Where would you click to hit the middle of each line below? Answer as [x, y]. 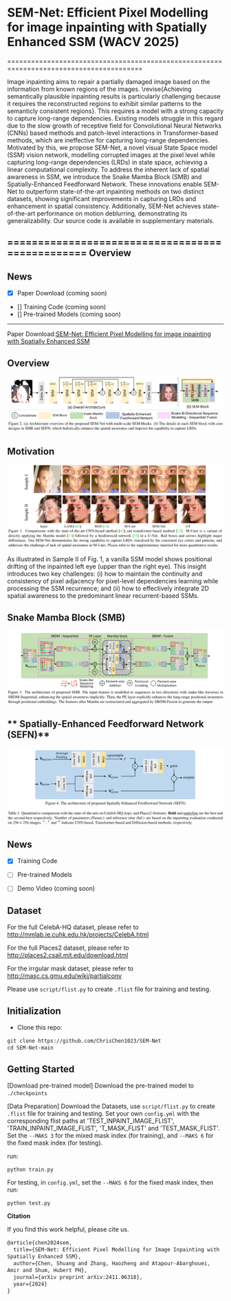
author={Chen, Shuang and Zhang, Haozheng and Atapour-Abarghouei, [112, 1263]
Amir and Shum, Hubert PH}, [47, 1270]
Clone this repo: [40, 1028]
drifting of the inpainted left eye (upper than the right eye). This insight [107, 567]
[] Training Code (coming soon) [62, 307]
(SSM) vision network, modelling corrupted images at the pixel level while [111, 155]
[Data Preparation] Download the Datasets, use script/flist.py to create [111, 1106]
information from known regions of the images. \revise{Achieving [99, 89]
